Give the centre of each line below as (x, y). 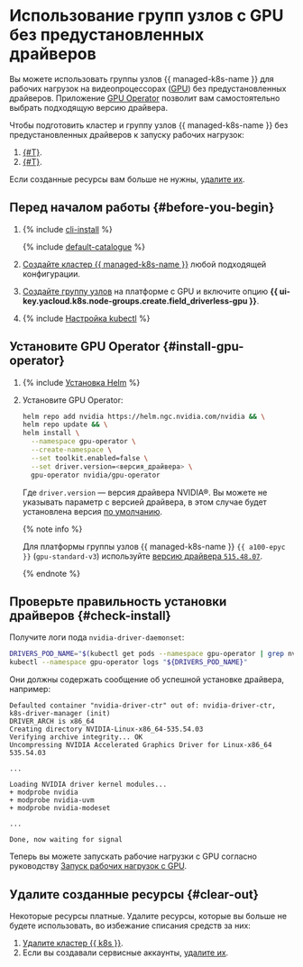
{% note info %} (52, 529)
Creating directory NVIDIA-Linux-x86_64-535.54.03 (106, 730)
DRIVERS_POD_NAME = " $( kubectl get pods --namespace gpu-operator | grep (147, 654)
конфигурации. (51, 274)
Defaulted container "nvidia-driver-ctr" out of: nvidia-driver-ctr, (143, 706)
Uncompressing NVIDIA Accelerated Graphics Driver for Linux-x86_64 (141, 745)
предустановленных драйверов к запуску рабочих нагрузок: (127, 134)
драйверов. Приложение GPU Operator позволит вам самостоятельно (145, 98)
